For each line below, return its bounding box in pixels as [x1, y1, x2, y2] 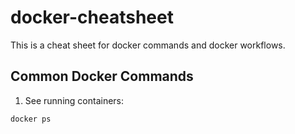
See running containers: [24, 94, 125, 106]
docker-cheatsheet [10, 6, 174, 29]
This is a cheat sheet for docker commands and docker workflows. [10, 39, 286, 51]
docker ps [10, 114, 52, 124]
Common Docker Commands [10, 68, 194, 85]
